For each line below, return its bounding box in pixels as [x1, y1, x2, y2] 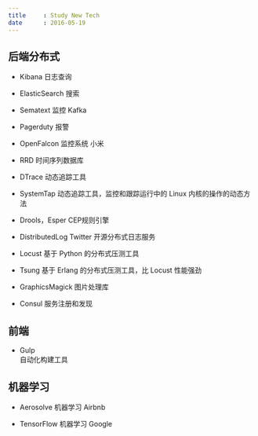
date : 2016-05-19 [8, 19, 86, 27]
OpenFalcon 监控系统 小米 [19, 139, 104, 148]
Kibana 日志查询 [19, 72, 72, 82]
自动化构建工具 [19, 355, 68, 365]
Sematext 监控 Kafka [19, 105, 87, 115]
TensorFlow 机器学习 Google [19, 419, 112, 428]
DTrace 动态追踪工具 [19, 172, 86, 181]
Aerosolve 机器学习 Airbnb [19, 402, 106, 412]
